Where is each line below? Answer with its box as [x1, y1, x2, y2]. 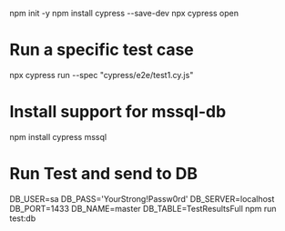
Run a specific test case [9, 40, 194, 60]
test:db [9, 213, 36, 224]
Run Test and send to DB [9, 164, 198, 185]
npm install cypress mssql [9, 131, 107, 142]
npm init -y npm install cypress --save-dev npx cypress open [9, 8, 239, 18]
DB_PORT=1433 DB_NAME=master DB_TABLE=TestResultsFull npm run [9, 203, 277, 214]
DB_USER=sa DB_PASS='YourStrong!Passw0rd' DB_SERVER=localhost [9, 193, 275, 204]
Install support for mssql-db [9, 102, 227, 122]
